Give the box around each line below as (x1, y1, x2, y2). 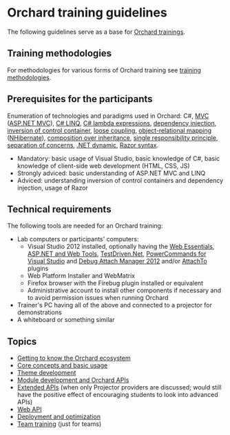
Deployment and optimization (17, 412, 101, 421)
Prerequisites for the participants (7, 93, 153, 105)
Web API (17, 405, 42, 414)
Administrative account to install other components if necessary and (27, 286, 222, 294)
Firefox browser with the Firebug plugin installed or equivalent (27, 279, 204, 287)
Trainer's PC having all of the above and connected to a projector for (17, 301, 212, 310)
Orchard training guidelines (7, 5, 167, 21)
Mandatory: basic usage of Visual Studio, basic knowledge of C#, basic (17, 154, 220, 163)
